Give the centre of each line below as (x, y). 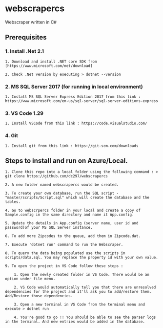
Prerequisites (26, 37)
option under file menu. (30, 279)
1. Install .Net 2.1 (25, 51)
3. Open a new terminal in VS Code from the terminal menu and (80, 305)
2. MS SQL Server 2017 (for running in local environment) (74, 87)
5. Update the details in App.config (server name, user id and (72, 223)
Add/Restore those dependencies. (39, 296)
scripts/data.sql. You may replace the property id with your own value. (82, 258)
